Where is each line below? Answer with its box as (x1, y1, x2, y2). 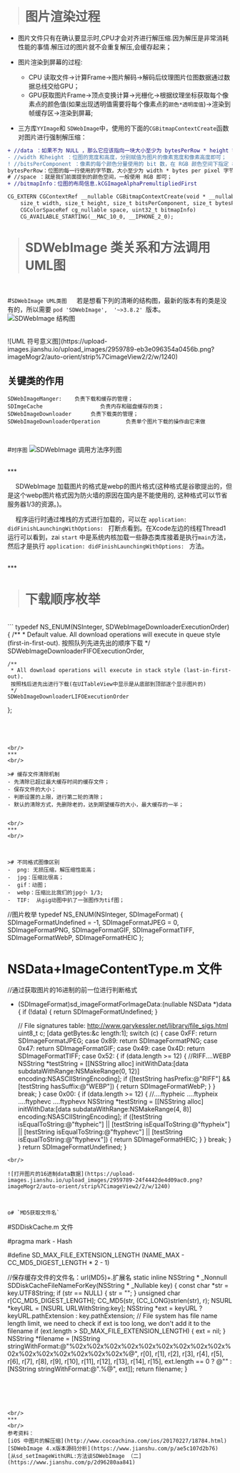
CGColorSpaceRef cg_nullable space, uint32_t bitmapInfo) (20, 206, 196, 214)
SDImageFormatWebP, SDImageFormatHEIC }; (7, 934, 144, 942)
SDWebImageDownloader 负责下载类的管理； (7, 411, 139, 418)
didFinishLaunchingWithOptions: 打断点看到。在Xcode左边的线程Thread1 (7, 524, 226, 533)
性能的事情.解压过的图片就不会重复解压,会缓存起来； (17, 42, 172, 51)
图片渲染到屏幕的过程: (17, 57, 83, 66)
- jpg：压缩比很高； (7, 874, 64, 882)
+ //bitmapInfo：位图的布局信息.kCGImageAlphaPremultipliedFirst (7, 180, 198, 188)
